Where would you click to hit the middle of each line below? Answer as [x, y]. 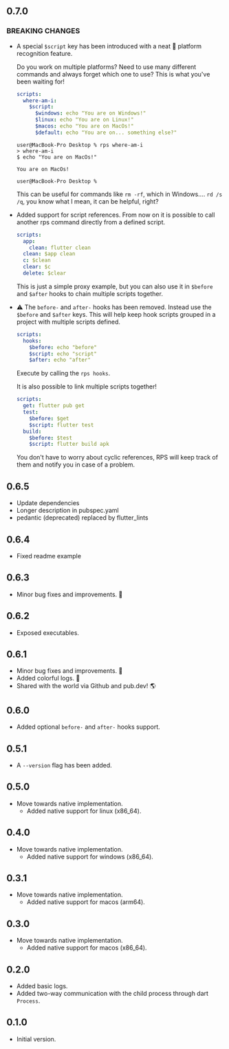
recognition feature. [44, 53]
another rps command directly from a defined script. [91, 222]
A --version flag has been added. [64, 765]
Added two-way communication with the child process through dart [112, 994]
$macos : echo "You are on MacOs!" [84, 126]
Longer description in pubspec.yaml [67, 511]
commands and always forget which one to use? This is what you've [113, 74]
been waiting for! [40, 81]
